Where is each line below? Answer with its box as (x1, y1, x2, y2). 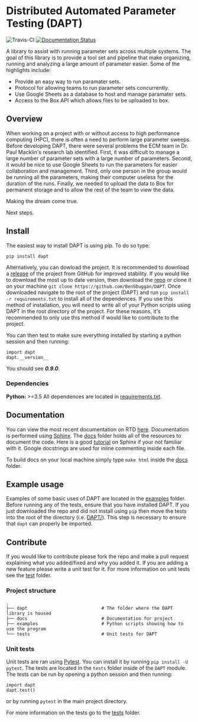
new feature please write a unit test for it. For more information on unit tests (6, 565, 190, 573)
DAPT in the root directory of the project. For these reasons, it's (6, 307, 161, 314)
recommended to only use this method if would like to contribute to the (6, 314, 179, 321)
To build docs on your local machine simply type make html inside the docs (6, 456, 188, 463)
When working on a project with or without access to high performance (6, 129, 180, 136)
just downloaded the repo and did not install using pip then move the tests (6, 508, 187, 515)
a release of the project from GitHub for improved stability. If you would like (6, 270, 189, 277)
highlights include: (6, 66, 51, 73)
